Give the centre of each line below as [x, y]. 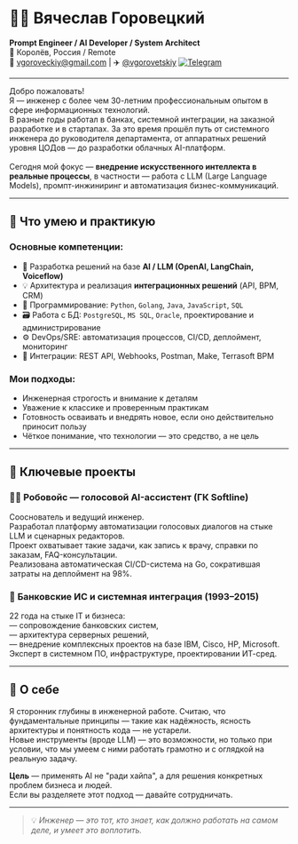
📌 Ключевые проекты [72, 472]
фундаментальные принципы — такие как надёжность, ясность [130, 721]
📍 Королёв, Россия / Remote [63, 52]
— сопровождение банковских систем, [84, 625]
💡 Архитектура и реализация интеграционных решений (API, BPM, [150, 285]
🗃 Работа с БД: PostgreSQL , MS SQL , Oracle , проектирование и [138, 315]
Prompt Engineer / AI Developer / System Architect [105, 43]
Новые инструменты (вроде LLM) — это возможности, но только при [141, 739]
